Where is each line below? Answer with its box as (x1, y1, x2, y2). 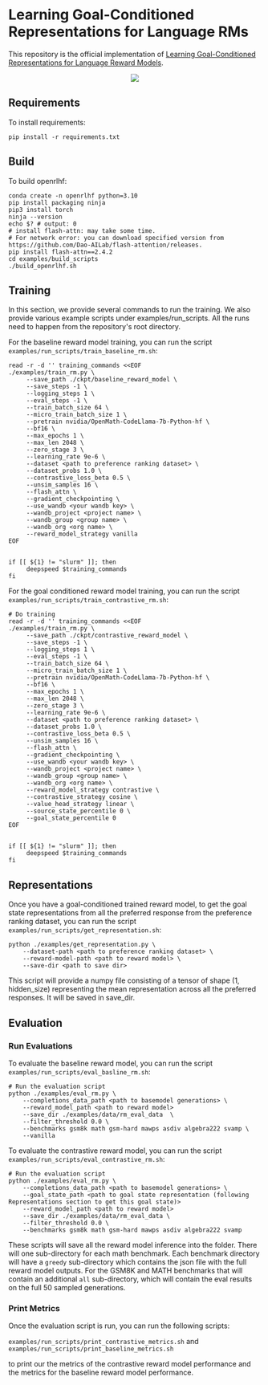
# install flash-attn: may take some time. (8, 226, 156, 234)
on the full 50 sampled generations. (8, 1282, 126, 1292)
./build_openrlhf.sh (8, 262, 78, 270)
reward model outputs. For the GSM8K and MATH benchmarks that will (8, 1265, 243, 1275)
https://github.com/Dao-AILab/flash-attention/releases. (8, 241, 203, 249)
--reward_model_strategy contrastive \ (26, 786, 160, 794)
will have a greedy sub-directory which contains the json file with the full (8, 1257, 247, 1266)
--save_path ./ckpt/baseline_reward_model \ (26, 376, 178, 384)
